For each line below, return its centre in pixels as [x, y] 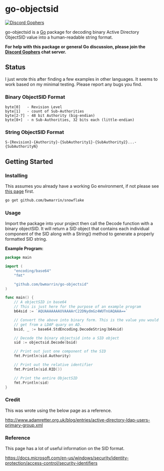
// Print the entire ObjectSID [46, 378]
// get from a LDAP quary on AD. [48, 325]
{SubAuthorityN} [22, 147]
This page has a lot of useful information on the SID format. [65, 449]
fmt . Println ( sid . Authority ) [42, 356]
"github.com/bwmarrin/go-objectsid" [51, 284]
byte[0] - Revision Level [34, 107]
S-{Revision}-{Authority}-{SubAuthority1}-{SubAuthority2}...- [71, 142]
